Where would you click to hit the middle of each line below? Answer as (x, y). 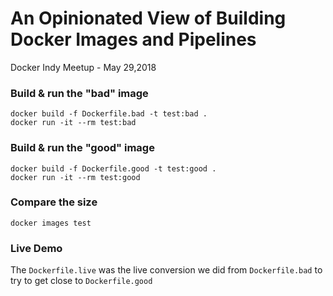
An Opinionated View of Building (148, 18)
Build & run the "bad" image (79, 93)
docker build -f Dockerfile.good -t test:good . (113, 168)
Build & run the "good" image (82, 148)
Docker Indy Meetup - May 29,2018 (83, 67)
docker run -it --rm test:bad (73, 123)
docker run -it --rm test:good (75, 177)
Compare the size (54, 202)
